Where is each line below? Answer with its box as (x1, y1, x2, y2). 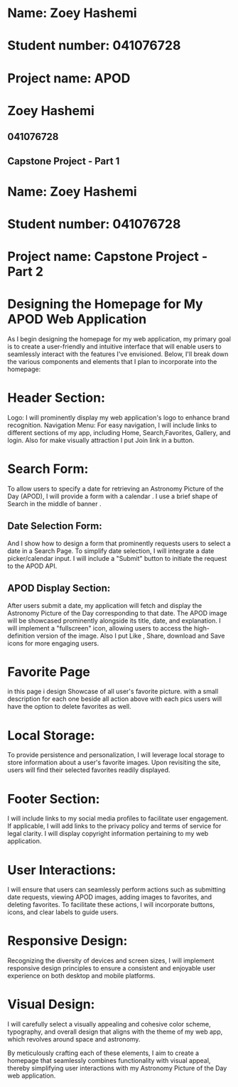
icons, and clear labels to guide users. (7, 908, 119, 916)
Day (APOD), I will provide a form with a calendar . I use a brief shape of (7, 492, 218, 500)
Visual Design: (7, 997, 95, 1012)
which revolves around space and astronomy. (7, 1035, 141, 1044)
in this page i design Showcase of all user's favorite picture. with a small (7, 687, 219, 696)
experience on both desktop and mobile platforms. (7, 972, 156, 980)
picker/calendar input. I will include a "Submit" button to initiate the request (7, 554, 227, 562)
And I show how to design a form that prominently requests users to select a (7, 539, 231, 547)
